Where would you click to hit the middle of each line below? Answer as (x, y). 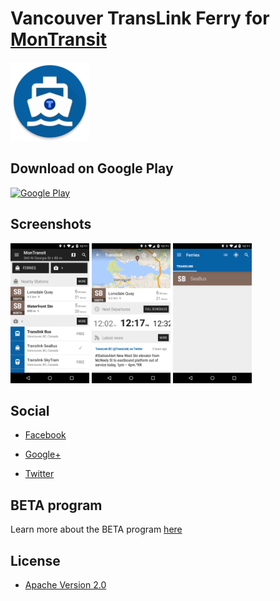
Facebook (45, 435)
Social (30, 410)
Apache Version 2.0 (65, 585)
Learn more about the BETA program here (96, 529)
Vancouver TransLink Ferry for (140, 18)
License (35, 560)
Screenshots (51, 224)
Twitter (39, 474)
